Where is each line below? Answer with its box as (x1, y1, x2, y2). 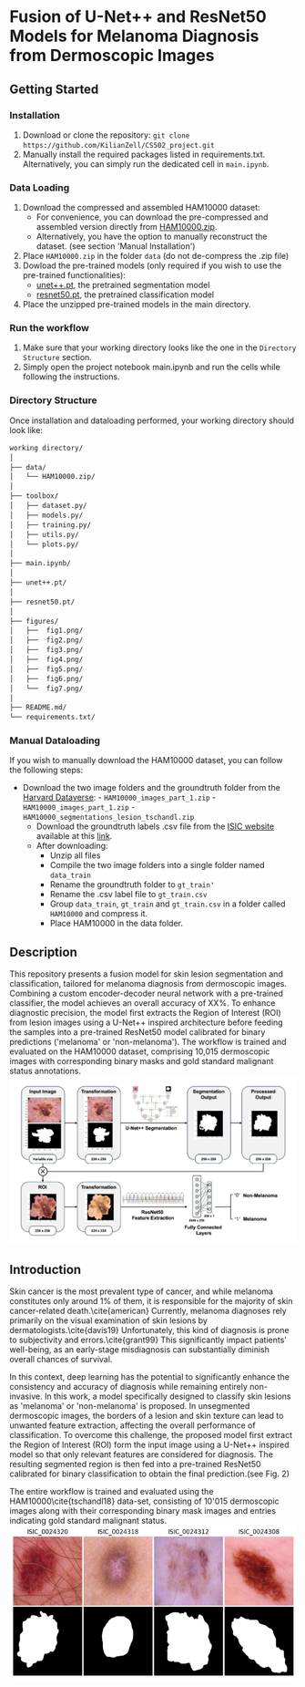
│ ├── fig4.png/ (9, 655, 84, 665)
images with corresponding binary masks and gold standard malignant (9, 1056, 274, 1067)
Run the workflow (9, 322, 89, 335)
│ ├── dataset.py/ (9, 502, 88, 511)
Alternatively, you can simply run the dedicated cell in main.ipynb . (22, 158, 269, 170)
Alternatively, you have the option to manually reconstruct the (36, 231, 268, 243)
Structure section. (22, 352, 93, 363)
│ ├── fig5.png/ (9, 664, 84, 674)
